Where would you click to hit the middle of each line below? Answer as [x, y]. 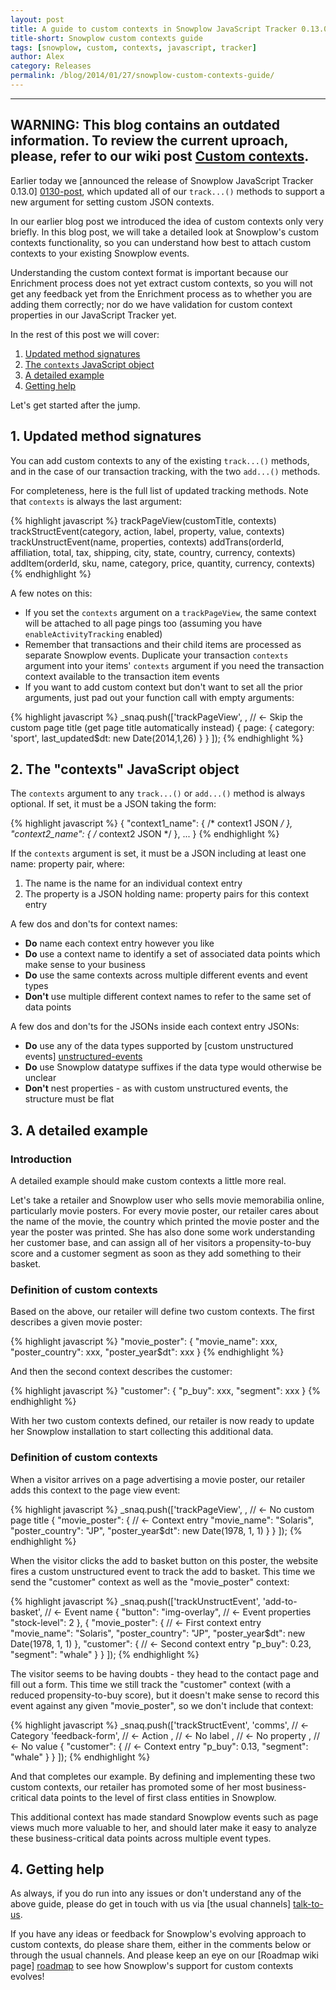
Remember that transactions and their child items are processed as [163, 644]
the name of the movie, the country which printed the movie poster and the [165, 1221]
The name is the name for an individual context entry [133, 883]
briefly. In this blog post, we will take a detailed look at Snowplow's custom [164, 232]
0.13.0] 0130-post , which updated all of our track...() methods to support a [167, 191]
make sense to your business [85, 965]
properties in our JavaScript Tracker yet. [93, 315]
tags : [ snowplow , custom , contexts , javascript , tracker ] [133, 47]
